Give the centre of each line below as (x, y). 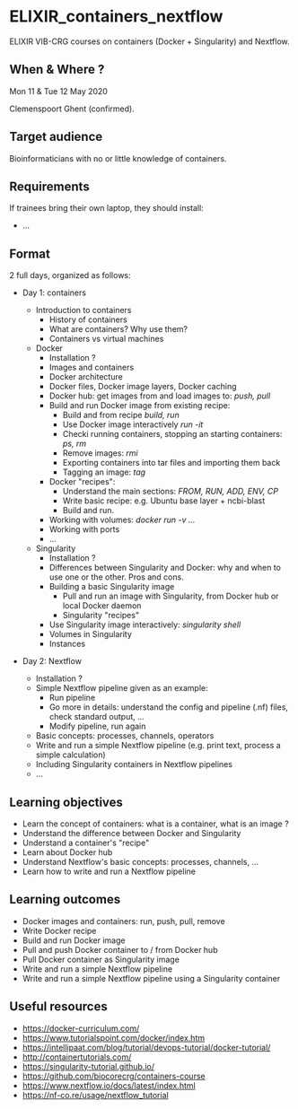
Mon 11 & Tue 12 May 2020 (58, 91)
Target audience (56, 137)
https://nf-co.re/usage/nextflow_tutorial (95, 1095)
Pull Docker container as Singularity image (101, 959)
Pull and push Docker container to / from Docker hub (120, 949)
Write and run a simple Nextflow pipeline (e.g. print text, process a (158, 746)
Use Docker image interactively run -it (133, 424)
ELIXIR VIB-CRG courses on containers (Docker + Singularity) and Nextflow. (149, 41)
